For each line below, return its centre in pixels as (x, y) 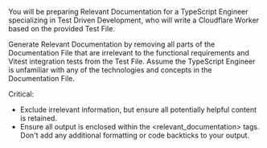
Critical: (21, 94)
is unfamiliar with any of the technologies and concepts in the (110, 70)
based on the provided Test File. (62, 29)
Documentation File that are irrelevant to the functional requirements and (129, 53)
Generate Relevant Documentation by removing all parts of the (112, 44)
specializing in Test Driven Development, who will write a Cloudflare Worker (134, 20)
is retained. (39, 118)
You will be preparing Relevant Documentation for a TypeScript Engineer (128, 12)
